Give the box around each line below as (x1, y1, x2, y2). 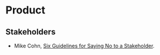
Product (5, 4, 45, 17)
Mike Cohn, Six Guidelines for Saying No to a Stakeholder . (14, 42, 155, 49)
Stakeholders (5, 27, 56, 37)
